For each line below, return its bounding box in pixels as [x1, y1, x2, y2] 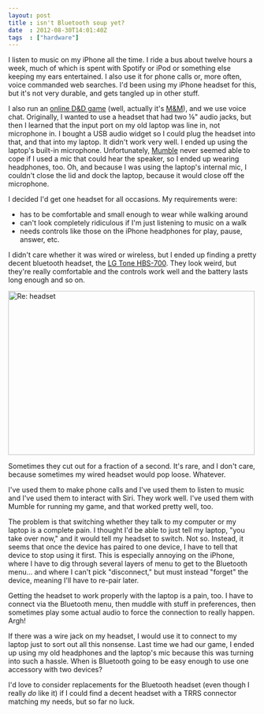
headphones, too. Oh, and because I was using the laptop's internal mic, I [8, 162, 247, 172]
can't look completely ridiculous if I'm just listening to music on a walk [19, 218, 247, 228]
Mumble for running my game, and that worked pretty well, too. [8, 502, 214, 511]
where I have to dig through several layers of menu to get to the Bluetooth [8, 559, 248, 568]
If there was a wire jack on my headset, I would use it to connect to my [8, 631, 238, 641]
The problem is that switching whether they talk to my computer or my [8, 517, 236, 526]
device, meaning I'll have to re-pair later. [8, 576, 139, 586]
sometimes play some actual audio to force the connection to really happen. [8, 608, 255, 617]
